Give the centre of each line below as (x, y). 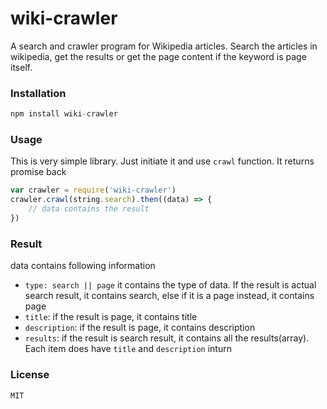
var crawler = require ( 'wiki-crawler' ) (93, 190)
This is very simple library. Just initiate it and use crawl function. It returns (162, 161)
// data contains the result (89, 209)
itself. (21, 67)
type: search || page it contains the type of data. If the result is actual (170, 285)
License (30, 375)
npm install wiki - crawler (64, 114)
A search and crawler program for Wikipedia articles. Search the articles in (164, 46)
